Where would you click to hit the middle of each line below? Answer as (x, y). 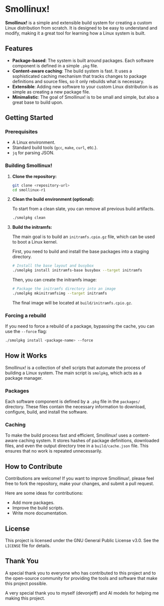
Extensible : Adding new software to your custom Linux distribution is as (85, 87)
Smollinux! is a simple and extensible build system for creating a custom (79, 23)
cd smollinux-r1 (29, 190)
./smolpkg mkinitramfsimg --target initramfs (59, 293)
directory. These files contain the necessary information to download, (76, 407)
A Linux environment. (34, 142)
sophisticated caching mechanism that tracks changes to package (79, 76)
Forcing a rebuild (26, 315)
